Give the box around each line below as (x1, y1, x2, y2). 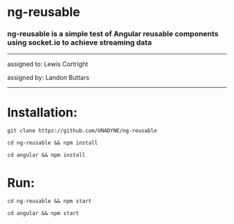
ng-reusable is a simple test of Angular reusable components (7, 29, 219, 39)
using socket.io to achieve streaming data (7, 38, 152, 47)
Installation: (7, 104, 78, 120)
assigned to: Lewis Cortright (7, 60, 88, 68)
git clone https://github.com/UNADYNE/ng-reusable (7, 127, 157, 134)
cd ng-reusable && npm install (7, 140, 98, 147)
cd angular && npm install (7, 152, 86, 159)
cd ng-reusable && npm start (7, 198, 92, 205)
